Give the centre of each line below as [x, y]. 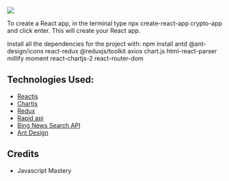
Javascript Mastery [44, 170]
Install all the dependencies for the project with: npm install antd [97, 44]
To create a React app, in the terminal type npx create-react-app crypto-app [114, 23]
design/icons [25, 51]
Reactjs [28, 96]
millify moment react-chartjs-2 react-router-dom [75, 58]
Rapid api [30, 118]
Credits [23, 154]
